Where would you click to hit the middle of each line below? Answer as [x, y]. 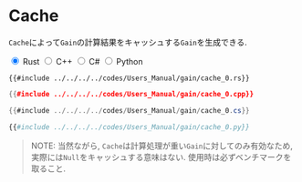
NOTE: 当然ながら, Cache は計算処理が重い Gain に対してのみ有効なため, [162, 146]
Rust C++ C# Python [83, 61]
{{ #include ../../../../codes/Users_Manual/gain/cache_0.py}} [129, 127]
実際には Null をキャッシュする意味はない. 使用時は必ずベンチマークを [161, 157]
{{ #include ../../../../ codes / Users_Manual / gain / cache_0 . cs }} [129, 110]
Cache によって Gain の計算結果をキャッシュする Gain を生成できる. [128, 42]
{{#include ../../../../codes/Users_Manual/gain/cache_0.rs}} [129, 78]
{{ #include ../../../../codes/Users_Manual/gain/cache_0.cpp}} [131, 94]
